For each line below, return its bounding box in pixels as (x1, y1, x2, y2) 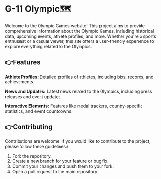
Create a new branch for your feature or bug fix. (12, 158, 109, 164)
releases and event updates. (5, 93, 62, 99)
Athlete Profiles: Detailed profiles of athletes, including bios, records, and (5, 74, 154, 80)
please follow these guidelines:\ (5, 143, 69, 149)
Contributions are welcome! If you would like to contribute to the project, (5, 138, 151, 144)
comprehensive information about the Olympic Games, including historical (5, 28, 154, 34)
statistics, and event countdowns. (5, 108, 73, 114)
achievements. (5, 79, 35, 85)
